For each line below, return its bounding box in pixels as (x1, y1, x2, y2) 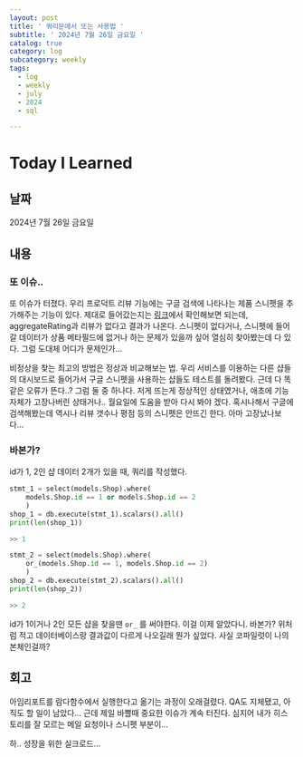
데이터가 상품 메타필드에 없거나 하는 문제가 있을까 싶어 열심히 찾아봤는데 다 (18, 332, 282, 343)
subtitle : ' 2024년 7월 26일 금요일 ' (9, 30, 145, 39)
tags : (9, 64, 30, 73)
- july (17, 89, 43, 98)
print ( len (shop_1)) (9, 518, 83, 527)
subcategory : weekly (9, 55, 88, 64)
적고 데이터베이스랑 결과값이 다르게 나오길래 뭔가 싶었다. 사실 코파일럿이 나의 (18, 629, 289, 640)
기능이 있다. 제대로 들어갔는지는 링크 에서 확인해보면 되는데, (40, 309, 249, 320)
